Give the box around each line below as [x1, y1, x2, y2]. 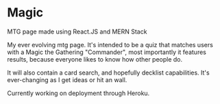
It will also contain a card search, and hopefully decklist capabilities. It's [7, 68, 210, 77]
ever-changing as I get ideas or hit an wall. [7, 75, 127, 83]
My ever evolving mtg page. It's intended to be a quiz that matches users [7, 40, 214, 49]
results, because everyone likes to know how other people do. [7, 55, 183, 63]
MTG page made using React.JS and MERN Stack [7, 27, 147, 36]
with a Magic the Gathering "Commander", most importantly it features [7, 48, 207, 56]
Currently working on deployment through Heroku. [7, 89, 150, 97]
